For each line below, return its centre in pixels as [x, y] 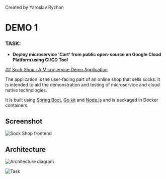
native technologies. [26, 90]
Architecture [26, 149]
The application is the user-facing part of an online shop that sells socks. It [83, 79]
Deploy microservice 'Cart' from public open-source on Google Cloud [87, 55]
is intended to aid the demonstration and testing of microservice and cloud [82, 85]
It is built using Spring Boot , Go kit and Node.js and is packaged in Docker [82, 100]
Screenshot [24, 121]
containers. [17, 105]
